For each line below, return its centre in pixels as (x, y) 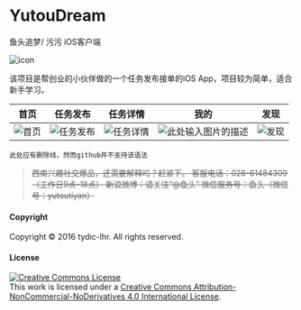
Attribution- (215, 287)
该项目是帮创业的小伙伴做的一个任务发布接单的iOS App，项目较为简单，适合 (151, 78)
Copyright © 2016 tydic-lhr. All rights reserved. (96, 237)
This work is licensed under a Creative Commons (100, 287)
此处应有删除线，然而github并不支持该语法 (79, 155)
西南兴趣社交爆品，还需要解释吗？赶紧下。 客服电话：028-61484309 (160, 173)
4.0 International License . (174, 296)
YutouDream (58, 16)
